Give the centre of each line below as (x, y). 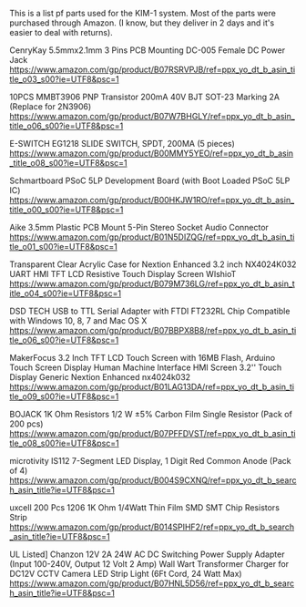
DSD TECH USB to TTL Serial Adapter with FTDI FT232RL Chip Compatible (150, 311)
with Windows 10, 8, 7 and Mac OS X (78, 321)
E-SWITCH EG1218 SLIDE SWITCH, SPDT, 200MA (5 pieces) (122, 144)
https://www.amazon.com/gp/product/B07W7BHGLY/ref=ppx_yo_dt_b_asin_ (153, 116)
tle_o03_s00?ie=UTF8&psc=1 (65, 79)
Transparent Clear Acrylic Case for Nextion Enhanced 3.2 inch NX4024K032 (153, 264)
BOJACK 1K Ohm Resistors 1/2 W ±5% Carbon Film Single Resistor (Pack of (151, 414)
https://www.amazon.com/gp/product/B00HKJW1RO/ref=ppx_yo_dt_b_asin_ (152, 200)
